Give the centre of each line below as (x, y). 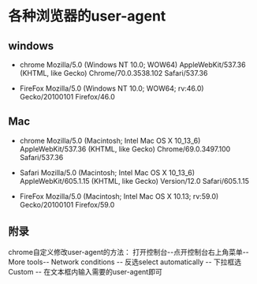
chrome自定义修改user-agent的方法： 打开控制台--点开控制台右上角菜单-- (129, 252)
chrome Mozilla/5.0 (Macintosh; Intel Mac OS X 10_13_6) (110, 140)
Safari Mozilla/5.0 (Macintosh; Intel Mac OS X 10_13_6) (107, 172)
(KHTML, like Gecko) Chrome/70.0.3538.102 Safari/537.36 (114, 73)
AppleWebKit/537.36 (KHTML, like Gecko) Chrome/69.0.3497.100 (125, 149)
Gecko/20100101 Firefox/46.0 (67, 97)
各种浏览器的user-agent (87, 16)
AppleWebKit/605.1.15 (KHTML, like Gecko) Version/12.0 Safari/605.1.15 (134, 181)
